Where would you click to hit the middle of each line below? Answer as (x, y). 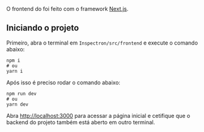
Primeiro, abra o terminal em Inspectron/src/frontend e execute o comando (102, 43)
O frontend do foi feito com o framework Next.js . (67, 9)
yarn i (15, 71)
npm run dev (21, 94)
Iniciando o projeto (43, 28)
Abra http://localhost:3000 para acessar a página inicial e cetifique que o (98, 116)
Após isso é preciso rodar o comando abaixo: (64, 82)
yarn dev (17, 104)
